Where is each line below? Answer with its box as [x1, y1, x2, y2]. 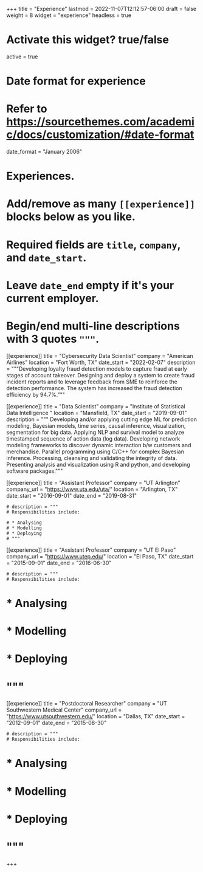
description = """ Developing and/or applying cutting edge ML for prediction [6, 416, 198, 423]
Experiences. [6, 170, 75, 183]
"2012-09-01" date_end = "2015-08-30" [6, 719, 107, 727]
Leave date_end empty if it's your [6, 278, 174, 292]
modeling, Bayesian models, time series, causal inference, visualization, [6, 422, 186, 429]
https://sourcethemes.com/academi [6, 115, 194, 129]
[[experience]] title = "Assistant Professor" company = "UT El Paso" [6, 546, 176, 554]
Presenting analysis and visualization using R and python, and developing [6, 461, 190, 468]
